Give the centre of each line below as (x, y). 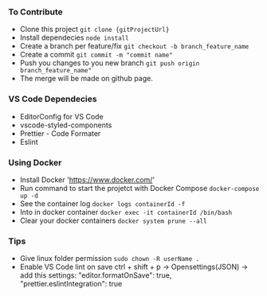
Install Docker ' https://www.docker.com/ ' (87, 179)
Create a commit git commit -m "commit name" (96, 55)
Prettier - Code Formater (60, 133)
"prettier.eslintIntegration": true (71, 284)
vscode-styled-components (66, 125)
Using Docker (35, 162)
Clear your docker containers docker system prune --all (113, 220)
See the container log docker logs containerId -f (102, 203)
